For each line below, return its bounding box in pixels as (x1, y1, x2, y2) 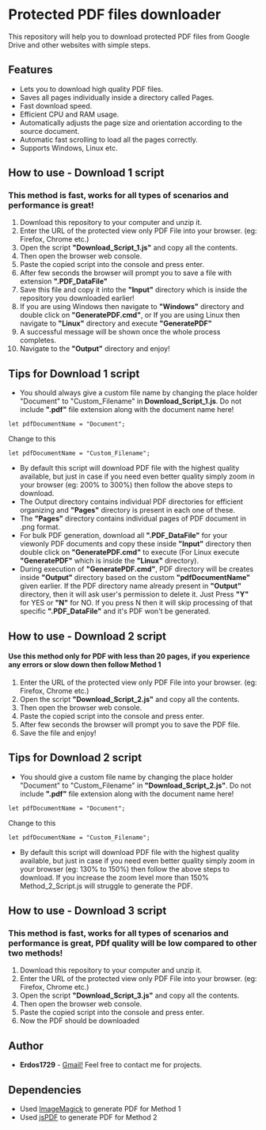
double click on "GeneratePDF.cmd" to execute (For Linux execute (19, 548, 240, 557)
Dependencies (8, 1083, 82, 1097)
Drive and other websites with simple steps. (8, 40, 151, 49)
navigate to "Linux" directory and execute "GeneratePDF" (19, 319, 212, 328)
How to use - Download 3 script (8, 904, 167, 918)
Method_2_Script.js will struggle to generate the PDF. (19, 881, 193, 891)
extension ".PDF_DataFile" (19, 277, 108, 286)
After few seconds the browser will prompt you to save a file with (19, 268, 232, 278)
